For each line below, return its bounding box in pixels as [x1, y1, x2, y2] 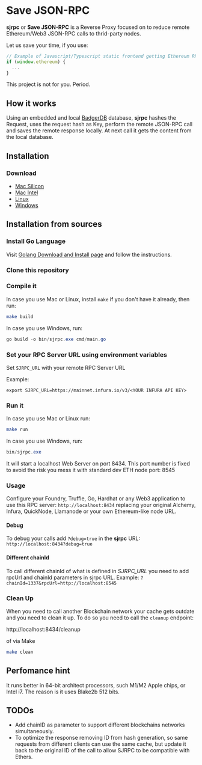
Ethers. [14, 753, 33, 761]
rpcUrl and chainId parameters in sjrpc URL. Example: [6, 574, 139, 581]
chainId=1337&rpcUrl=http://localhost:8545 [6, 580, 117, 586]
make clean [6, 649, 34, 655]
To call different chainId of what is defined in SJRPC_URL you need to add [6, 567, 189, 574]
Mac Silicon [14, 182, 44, 189]
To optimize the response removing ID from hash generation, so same [14, 734, 188, 742]
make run [6, 426, 28, 433]
